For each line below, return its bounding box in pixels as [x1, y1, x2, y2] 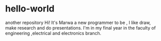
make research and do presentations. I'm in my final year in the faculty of [5, 24, 156, 30]
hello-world [5, 3, 55, 14]
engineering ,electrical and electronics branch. [5, 30, 101, 36]
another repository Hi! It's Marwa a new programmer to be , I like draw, [5, 19, 151, 25]
